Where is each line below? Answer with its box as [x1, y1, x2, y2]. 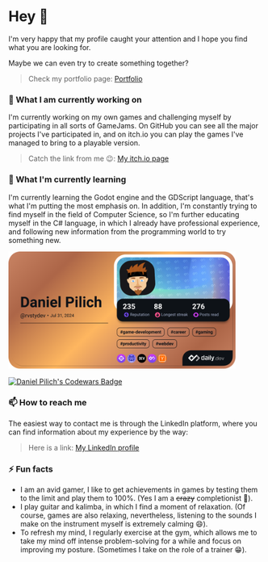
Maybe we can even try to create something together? [8, 58, 189, 68]
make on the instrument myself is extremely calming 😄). [19, 519, 208, 529]
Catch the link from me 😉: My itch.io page [27, 153, 170, 164]
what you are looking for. [8, 42, 91, 52]
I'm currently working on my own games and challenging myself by [8, 112, 232, 122]
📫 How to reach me [8, 397, 87, 409]
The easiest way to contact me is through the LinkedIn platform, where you [8, 418, 258, 428]
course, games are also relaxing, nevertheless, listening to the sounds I [19, 510, 257, 520]
